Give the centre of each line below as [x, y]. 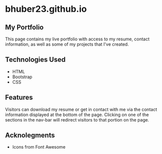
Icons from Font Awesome [39, 147]
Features [19, 98]
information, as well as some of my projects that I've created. [67, 44]
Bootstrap [22, 77]
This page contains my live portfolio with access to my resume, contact [77, 39]
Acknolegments [30, 136]
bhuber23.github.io [46, 9]
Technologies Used [35, 60]
